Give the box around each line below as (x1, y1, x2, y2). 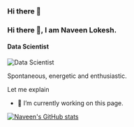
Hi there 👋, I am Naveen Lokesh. (7, 25, 117, 34)
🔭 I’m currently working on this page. (17, 99, 124, 107)
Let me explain (7, 86, 50, 94)
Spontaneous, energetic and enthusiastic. (7, 72, 127, 80)
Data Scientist (7, 42, 50, 51)
